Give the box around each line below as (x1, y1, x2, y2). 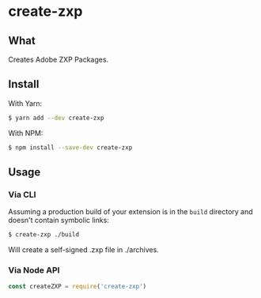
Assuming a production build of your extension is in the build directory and (8, 207, 253, 217)
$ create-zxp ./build (8, 231, 80, 239)
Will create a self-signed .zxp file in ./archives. (8, 245, 160, 255)
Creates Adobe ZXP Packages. (8, 55, 109, 64)
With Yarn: (8, 98, 43, 108)
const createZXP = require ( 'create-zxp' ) (8, 283, 147, 291)
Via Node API (8, 265, 60, 276)
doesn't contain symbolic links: (8, 216, 109, 225)
